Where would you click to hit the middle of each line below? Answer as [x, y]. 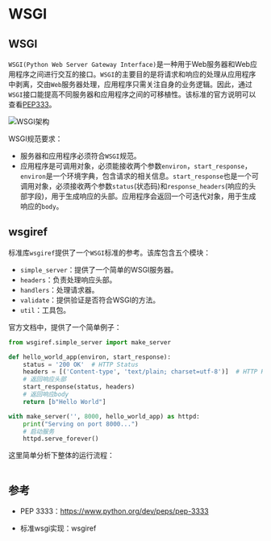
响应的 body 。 [42, 206]
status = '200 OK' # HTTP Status [81, 364]
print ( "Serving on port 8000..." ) [81, 424]
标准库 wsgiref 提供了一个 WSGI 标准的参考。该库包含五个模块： [110, 252]
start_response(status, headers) [79, 387]
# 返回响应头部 [45, 380]
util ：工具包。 [45, 310]
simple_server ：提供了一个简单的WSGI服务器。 [99, 269]
